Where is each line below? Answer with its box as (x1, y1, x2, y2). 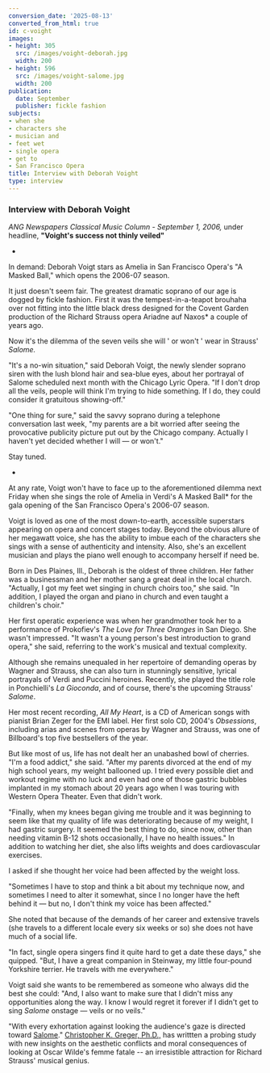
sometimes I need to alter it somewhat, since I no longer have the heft (8, 890, 240, 900)
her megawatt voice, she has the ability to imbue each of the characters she (8, 533, 261, 543)
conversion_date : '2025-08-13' (8, 11, 114, 20)
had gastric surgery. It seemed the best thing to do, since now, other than (8, 825, 252, 835)
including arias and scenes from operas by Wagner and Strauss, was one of (8, 725, 260, 734)
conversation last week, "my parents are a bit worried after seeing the (8, 419, 240, 429)
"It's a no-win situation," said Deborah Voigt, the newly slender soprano (8, 360, 246, 370)
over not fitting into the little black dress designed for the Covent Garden (8, 304, 249, 313)
